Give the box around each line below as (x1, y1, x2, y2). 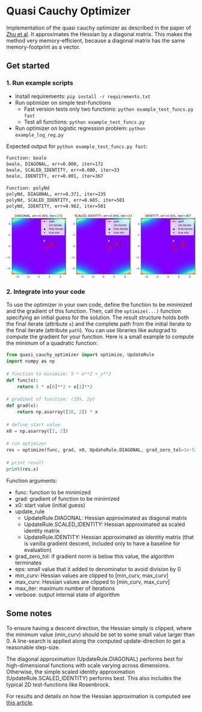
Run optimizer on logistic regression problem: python (14, 125, 145, 132)
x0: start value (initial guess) (14, 501, 85, 509)
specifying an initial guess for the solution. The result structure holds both (6, 314, 189, 321)
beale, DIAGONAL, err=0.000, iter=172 (6, 161, 103, 167)
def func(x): (6, 377, 39, 383)
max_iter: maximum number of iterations (14, 584, 115, 592)
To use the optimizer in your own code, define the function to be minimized (6, 301, 192, 308)
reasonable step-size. (6, 643, 60, 651)
